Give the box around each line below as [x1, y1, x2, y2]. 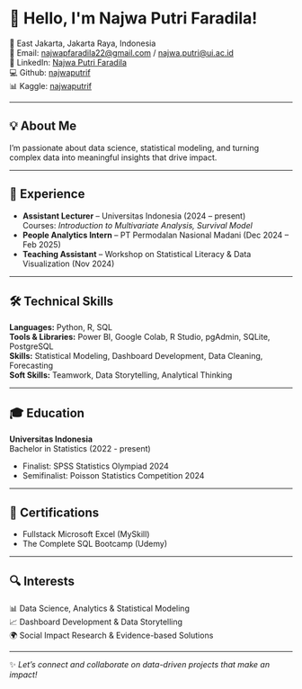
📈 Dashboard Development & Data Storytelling [9, 616, 182, 627]
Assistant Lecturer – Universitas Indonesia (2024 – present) [22, 210, 246, 221]
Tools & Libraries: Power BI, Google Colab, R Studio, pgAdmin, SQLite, [9, 332, 271, 343]
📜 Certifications [9, 505, 100, 520]
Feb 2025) [22, 238, 61, 250]
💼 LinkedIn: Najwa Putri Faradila [9, 57, 128, 67]
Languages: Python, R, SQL [9, 322, 113, 333]
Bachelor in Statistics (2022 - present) [9, 443, 151, 454]
